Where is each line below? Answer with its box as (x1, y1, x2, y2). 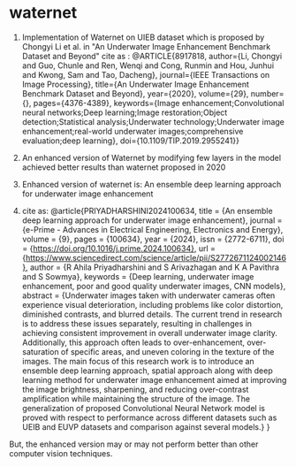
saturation (21, 346, 59, 356)
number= (250, 88, 285, 99)
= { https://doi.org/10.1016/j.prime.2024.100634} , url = (21, 242, 216, 254)
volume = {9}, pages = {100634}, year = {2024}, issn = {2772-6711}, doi (21, 233, 285, 244)
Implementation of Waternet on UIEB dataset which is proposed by (21, 32, 265, 42)
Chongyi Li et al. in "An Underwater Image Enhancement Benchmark (21, 41, 271, 51)
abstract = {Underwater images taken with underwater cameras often (21, 290, 276, 301)
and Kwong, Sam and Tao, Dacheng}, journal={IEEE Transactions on (21, 69, 270, 80)
